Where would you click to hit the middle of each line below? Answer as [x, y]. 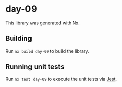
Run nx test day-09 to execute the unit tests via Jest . [61, 79]
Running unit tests [35, 67]
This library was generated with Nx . [42, 23]
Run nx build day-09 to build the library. [47, 51]
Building [19, 39]
